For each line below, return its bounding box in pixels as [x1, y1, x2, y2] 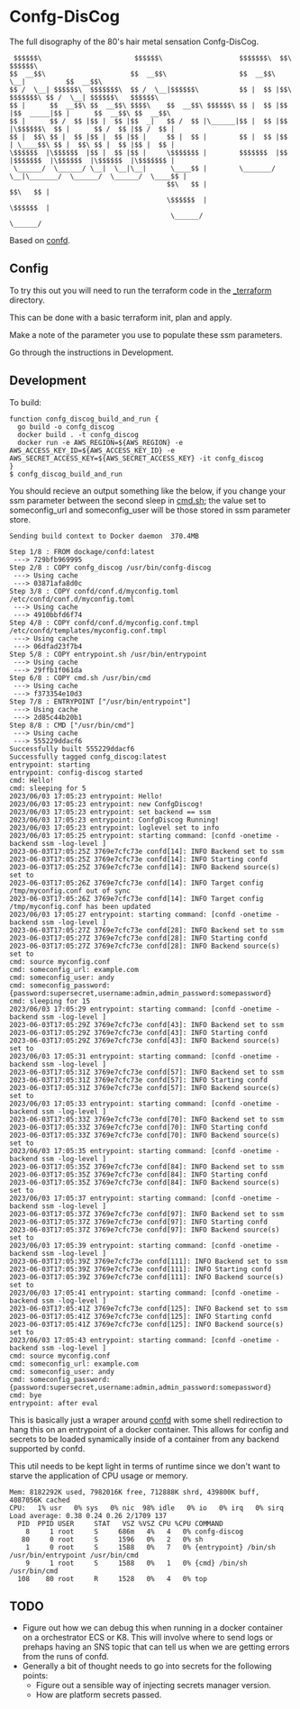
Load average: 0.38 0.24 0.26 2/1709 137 [9, 1511, 168, 1520]
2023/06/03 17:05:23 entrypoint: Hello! [9, 791, 164, 801]
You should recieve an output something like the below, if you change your [9, 485, 286, 496]
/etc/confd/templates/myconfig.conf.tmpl [9, 626, 168, 635]
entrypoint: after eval [9, 1398, 99, 1407]
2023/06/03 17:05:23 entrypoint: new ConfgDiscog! [9, 799, 204, 808]
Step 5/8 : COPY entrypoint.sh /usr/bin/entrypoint [9, 650, 207, 659]
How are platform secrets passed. [35, 1689, 162, 1700]
